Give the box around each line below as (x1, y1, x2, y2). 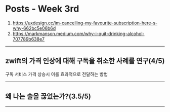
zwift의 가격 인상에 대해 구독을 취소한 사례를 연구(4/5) (5, 57, 165, 65)
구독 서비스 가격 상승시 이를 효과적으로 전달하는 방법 (5, 71, 108, 77)
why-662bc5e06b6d (12, 25, 56, 31)
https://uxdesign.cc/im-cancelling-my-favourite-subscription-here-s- (12, 20, 158, 26)
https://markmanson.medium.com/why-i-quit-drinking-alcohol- (12, 30, 145, 36)
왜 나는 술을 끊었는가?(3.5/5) (5, 92, 91, 101)
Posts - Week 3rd (5, 3, 79, 15)
